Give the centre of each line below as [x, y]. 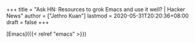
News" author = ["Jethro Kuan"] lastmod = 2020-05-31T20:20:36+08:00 [97, 16]
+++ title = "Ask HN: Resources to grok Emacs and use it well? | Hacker [96, 9]
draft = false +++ [28, 22]
